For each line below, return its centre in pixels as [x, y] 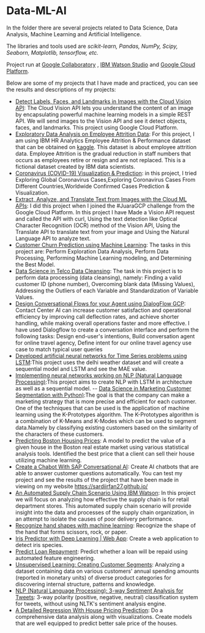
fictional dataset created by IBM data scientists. [75, 166]
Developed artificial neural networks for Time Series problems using [101, 355]
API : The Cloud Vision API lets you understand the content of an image [104, 107]
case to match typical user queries [59, 349]
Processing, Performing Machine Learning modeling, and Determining [103, 258]
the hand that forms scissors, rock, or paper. [71, 532]
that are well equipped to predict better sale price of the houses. [96, 623]
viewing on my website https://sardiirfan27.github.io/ [81, 486]
